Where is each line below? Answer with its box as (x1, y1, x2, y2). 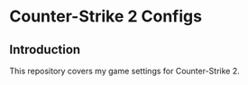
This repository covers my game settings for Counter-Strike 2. (9, 65, 241, 76)
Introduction (9, 42, 81, 57)
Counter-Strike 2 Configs (9, 6, 203, 27)
